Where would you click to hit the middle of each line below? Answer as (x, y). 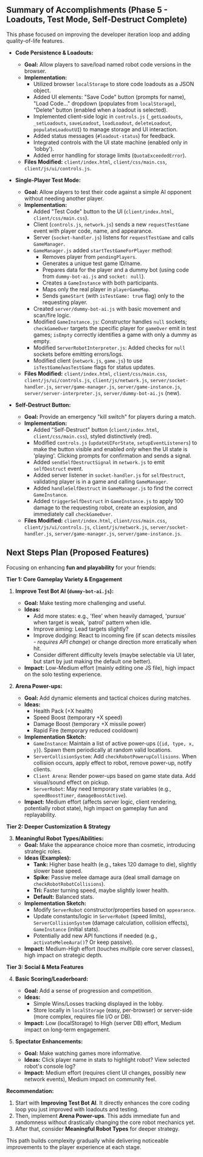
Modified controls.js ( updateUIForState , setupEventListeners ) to (115, 443)
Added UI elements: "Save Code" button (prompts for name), (109, 96)
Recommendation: (30, 1091)
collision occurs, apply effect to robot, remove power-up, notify (112, 763)
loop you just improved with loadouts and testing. (77, 1109)
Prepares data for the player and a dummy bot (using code (116, 270)
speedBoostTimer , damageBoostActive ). (80, 795)
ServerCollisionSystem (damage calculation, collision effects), (111, 923)
